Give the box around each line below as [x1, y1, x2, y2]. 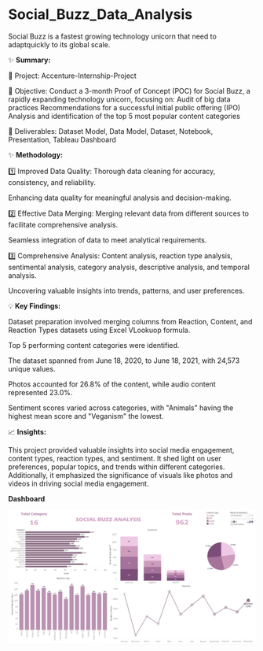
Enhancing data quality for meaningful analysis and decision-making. [8, 193, 232, 202]
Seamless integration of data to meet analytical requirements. [8, 235, 207, 245]
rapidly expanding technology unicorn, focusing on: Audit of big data [8, 94, 231, 104]
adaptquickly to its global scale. [8, 39, 111, 49]
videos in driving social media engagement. [8, 479, 149, 488]
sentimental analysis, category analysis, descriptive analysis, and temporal [8, 262, 250, 272]
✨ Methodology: [8, 150, 64, 159]
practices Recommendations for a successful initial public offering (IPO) [8, 102, 241, 112]
